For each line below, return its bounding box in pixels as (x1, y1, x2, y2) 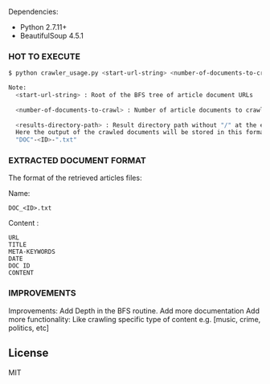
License (8, 346, 49, 360)
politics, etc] (8, 323, 50, 333)
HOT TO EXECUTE (8, 51, 80, 62)
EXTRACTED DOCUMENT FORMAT (8, 155, 147, 166)
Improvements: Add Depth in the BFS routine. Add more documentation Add (8, 305, 260, 316)
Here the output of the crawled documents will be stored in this (15, 129, 243, 137)
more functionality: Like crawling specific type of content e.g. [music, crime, (8, 314, 261, 324)
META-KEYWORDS (8, 248, 56, 256)
